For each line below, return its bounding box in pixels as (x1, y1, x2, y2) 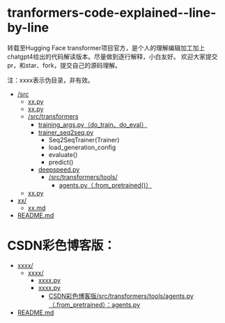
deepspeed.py (38, 165, 80, 174)
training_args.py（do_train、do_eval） (38, 120, 148, 128)
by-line (7, 20, 49, 36)
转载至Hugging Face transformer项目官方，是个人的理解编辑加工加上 (7, 43, 205, 52)
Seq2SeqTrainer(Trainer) (48, 135, 120, 144)
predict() (48, 158, 74, 166)
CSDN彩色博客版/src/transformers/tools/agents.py (48, 292, 194, 300)
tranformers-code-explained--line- (7, 5, 217, 21)
